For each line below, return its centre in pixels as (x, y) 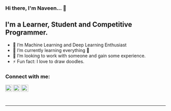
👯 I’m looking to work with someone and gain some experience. (79, 55)
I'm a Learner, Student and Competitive (69, 25)
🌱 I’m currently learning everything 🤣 (51, 50)
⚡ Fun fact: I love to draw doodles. (49, 61)
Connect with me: (28, 76)
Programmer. (27, 33)
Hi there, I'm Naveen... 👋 (36, 8)
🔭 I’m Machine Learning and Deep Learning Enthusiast (69, 45)
